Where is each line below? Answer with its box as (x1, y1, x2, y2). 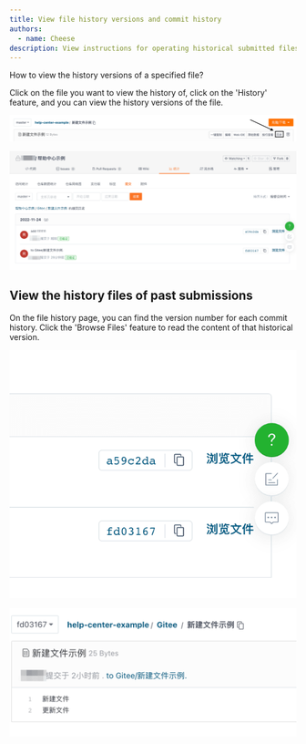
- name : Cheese (17, 34, 76, 43)
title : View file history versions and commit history (9, 15, 222, 24)
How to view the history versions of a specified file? (9, 69, 204, 81)
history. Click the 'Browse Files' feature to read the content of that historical (9, 322, 293, 333)
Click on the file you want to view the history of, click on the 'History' (9, 88, 268, 98)
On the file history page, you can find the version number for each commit (9, 312, 288, 323)
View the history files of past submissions (9, 288, 253, 304)
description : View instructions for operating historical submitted (9, 44, 275, 53)
